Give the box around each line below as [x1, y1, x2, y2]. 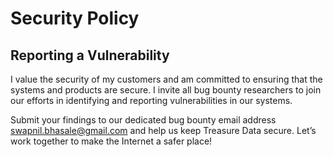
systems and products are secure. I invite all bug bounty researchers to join [10, 84, 322, 96]
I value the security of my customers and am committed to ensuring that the [10, 73, 323, 85]
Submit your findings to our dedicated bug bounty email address [10, 114, 277, 126]
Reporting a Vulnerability [10, 47, 170, 64]
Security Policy [10, 7, 140, 30]
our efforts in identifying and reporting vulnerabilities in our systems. [10, 95, 293, 106]
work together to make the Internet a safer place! [10, 135, 213, 147]
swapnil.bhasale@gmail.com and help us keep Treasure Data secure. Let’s [10, 125, 317, 136]
